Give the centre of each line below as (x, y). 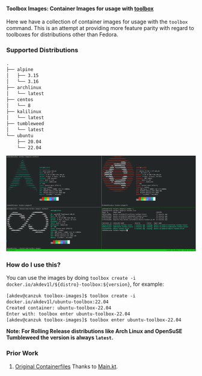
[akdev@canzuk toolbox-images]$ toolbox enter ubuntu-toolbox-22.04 (94, 320)
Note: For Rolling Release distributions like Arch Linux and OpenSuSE (94, 331)
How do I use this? (34, 265)
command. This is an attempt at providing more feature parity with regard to (100, 28)
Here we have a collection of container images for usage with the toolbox (97, 22)
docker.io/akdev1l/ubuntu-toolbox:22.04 (58, 302)
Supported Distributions (42, 50)
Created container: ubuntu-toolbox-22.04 (59, 308)
